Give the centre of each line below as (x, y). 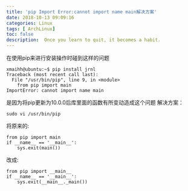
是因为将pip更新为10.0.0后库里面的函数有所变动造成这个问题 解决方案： (95, 102)
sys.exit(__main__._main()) (52, 182)
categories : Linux (29, 23)
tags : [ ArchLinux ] (31, 29)
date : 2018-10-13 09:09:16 (40, 18)
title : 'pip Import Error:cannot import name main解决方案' (82, 12)
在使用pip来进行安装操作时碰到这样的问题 (58, 58)
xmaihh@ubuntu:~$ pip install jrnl (51, 70)
